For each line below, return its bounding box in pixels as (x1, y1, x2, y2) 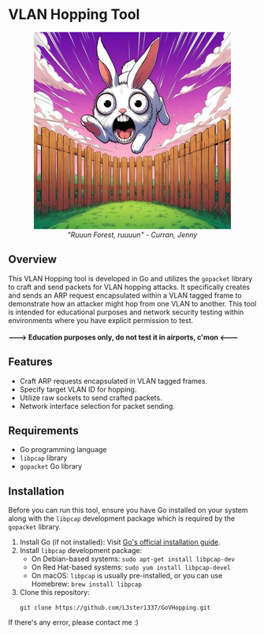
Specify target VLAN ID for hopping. (19, 384, 137, 394)
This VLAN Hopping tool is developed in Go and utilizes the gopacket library (8, 273, 253, 283)
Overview (8, 253, 58, 266)
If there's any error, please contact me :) (8, 618, 139, 627)
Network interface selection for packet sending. (19, 401, 176, 410)
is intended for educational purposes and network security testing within (8, 307, 244, 317)
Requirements (8, 424, 79, 437)
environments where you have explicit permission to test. (8, 315, 194, 325)
